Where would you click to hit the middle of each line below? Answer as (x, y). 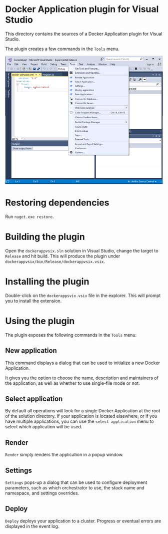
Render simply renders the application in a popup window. (64, 455)
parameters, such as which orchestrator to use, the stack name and (75, 488)
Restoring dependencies (57, 203)
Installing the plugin (47, 282)
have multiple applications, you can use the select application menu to (79, 421)
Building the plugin (45, 237)
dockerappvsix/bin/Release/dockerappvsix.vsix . (55, 261)
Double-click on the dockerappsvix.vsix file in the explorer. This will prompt (83, 295)
